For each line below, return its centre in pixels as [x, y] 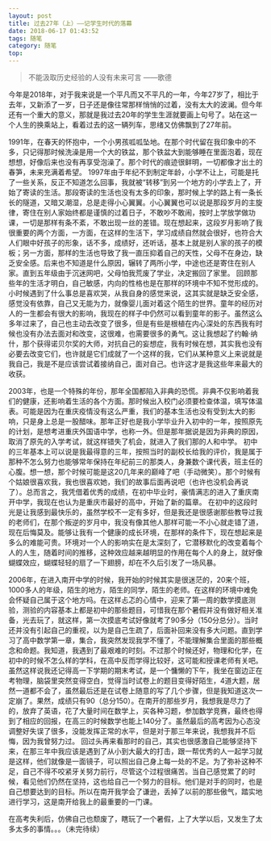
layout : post [30, 16]
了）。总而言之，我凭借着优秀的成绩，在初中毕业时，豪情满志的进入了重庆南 [134, 492]
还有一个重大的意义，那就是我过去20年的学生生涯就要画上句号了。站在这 [129, 115]
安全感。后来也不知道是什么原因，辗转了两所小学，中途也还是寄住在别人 [135, 263]
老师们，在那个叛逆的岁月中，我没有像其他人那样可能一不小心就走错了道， [139, 522]
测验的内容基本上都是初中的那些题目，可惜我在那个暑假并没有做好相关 [139, 610]
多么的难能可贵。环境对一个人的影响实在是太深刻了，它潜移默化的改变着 [128, 542]
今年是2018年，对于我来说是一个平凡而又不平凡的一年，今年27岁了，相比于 [134, 94]
